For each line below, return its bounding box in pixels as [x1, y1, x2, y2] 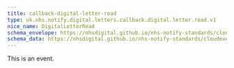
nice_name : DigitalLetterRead [7, 23, 95, 30]
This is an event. [7, 54, 54, 63]
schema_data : [7, 36, 45, 43]
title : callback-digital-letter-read [7, 10, 117, 17]
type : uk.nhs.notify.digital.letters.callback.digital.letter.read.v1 [7, 16, 217, 23]
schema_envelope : [7, 29, 58, 36]
